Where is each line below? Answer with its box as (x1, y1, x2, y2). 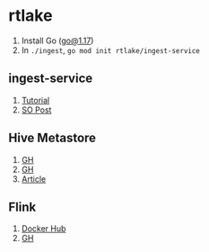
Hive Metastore (8, 130, 96, 146)
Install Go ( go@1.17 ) (21, 35, 94, 46)
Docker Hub (21, 223, 66, 234)
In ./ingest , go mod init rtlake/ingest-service (21, 44, 201, 55)
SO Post (21, 104, 52, 115)
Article (21, 173, 47, 184)
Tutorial (21, 94, 50, 105)
